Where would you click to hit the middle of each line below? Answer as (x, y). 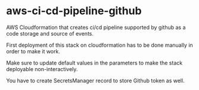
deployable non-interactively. (42, 69)
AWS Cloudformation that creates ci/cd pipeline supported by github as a (96, 27)
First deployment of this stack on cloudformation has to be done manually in (100, 45)
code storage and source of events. (50, 33)
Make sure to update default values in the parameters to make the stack (94, 63)
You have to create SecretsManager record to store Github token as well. (95, 81)
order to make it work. (33, 51)
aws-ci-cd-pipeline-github (74, 11)
